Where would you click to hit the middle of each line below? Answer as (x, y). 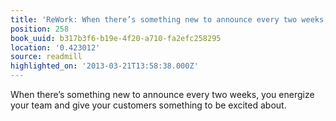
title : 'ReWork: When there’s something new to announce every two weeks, (169, 19)
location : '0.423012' (55, 47)
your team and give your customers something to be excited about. (148, 105)
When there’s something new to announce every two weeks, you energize (162, 94)
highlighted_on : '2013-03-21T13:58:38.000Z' (104, 66)
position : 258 (40, 29)
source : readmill (46, 57)
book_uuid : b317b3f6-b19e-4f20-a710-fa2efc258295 (116, 38)
